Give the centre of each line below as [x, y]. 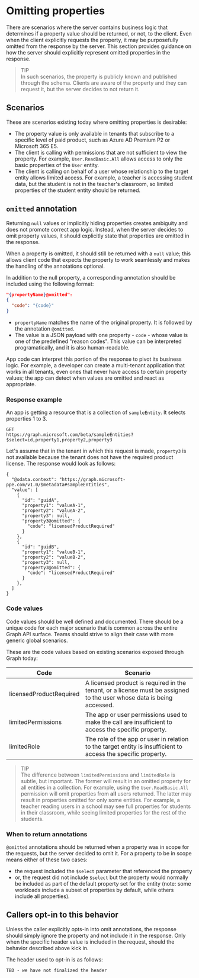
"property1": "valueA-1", [54, 506]
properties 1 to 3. [27, 419]
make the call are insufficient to [129, 722]
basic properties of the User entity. [57, 165]
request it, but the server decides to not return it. [80, 89]
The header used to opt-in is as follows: [55, 959]
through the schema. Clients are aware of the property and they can [104, 83]
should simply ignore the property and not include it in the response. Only [96, 935]
